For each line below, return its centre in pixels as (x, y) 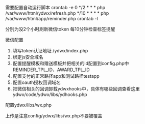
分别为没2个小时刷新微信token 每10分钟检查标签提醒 (60, 29)
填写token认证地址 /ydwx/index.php (50, 51)
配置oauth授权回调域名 (37, 82)
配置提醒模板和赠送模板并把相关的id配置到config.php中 (71, 63)
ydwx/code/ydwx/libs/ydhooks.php (50, 95)
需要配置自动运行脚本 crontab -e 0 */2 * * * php (55, 7)
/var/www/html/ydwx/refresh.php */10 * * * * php (57, 13)
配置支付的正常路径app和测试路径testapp (56, 76)
